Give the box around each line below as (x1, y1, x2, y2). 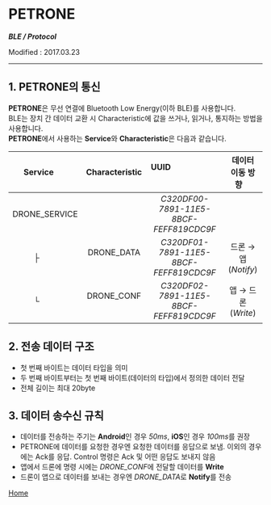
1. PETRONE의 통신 (8, 80, 101, 94)
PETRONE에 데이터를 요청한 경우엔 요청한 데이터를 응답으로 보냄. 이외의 (19, 442, 248, 452)
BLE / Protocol (8, 32, 57, 41)
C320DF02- (161, 280, 210, 291)
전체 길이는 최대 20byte (19, 383, 96, 393)
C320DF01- (161, 236, 210, 247)
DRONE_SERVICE (12, 208, 78, 219)
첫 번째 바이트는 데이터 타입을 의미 (19, 363, 128, 372)
